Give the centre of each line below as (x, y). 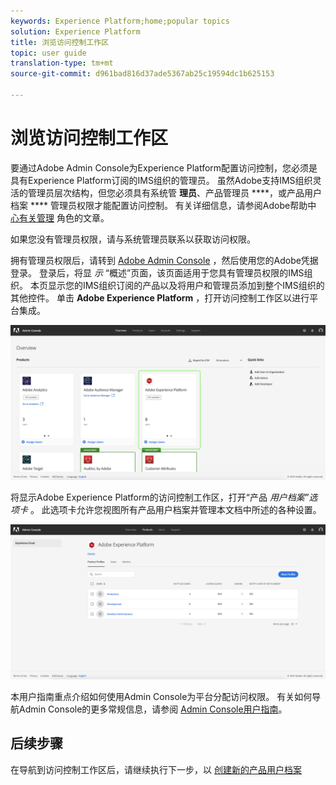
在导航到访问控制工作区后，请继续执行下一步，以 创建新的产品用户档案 (156, 769)
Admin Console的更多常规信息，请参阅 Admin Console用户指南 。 (153, 709)
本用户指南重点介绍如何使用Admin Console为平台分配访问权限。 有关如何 (161, 696)
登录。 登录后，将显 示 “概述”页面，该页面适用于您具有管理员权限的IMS (157, 272)
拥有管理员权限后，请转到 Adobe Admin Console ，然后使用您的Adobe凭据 (164, 260)
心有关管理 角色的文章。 (60, 217)
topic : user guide (48, 53)
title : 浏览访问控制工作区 (60, 42)
